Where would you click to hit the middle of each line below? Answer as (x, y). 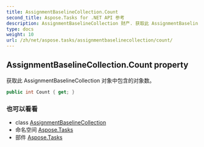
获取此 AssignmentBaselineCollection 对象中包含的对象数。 (81, 81)
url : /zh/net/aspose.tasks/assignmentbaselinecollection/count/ (90, 40)
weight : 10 (20, 35)
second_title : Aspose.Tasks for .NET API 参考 (65, 18)
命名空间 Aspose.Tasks (44, 129)
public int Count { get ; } (40, 92)
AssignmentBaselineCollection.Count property (97, 65)
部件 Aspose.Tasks (39, 137)
